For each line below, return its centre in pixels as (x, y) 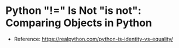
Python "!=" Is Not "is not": (73, 11)
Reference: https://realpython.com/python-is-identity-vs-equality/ (93, 39)
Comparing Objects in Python (79, 23)
